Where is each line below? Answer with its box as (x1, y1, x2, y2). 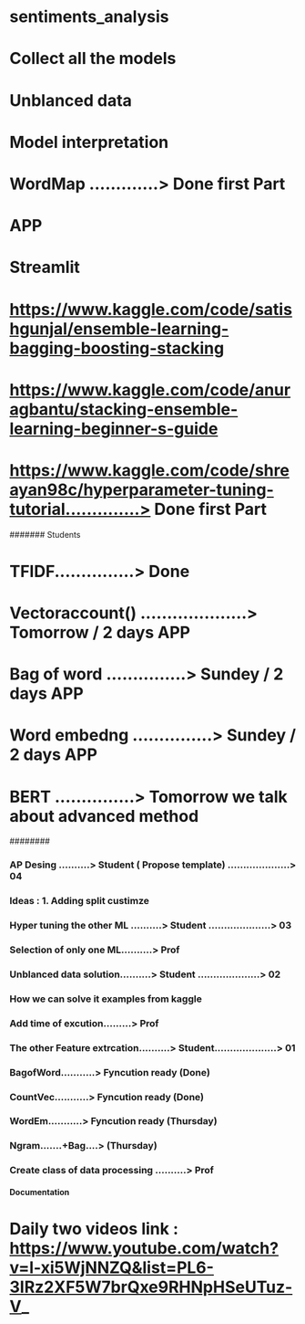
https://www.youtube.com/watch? (9, 1238, 280, 1259)
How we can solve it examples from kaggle (9, 993, 202, 1005)
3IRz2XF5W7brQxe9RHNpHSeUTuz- (9, 1277, 293, 1298)
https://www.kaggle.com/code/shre (9, 459, 290, 480)
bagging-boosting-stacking (9, 338, 225, 358)
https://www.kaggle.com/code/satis (9, 299, 293, 320)
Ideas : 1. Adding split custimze (9, 895, 150, 908)
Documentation (9, 1186, 70, 1197)
